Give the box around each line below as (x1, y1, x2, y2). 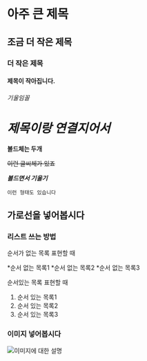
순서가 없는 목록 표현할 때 (7, 249, 76, 257)
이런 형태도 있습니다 (7, 189, 57, 196)
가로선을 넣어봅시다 (7, 210, 85, 221)
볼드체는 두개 (7, 145, 43, 153)
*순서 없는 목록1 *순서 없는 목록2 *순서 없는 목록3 (7, 263, 140, 272)
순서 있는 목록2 (17, 302, 59, 310)
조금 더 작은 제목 (7, 36, 72, 48)
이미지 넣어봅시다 (7, 329, 61, 339)
